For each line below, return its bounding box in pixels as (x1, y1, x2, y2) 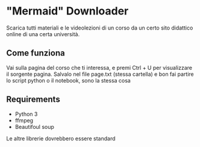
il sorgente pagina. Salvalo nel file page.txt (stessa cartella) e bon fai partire (6, 70, 194, 78)
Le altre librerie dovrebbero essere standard (6, 134, 116, 142)
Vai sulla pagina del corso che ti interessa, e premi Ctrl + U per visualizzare (6, 64, 193, 71)
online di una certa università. (6, 30, 80, 37)
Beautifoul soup (14, 123, 54, 130)
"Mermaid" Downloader (6, 4, 129, 18)
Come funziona (6, 48, 65, 58)
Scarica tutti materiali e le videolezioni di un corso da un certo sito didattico (6, 24, 193, 31)
